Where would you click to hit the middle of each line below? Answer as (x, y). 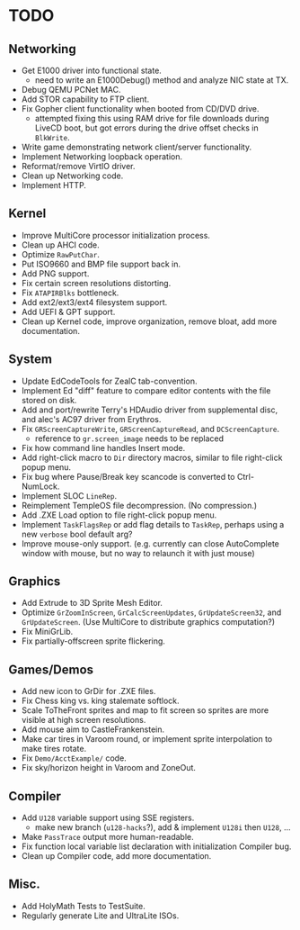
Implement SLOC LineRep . (69, 495)
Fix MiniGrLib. (47, 632)
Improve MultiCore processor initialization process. (115, 235)
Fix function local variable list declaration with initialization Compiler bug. (156, 846)
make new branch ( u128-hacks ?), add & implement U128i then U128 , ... (163, 827)
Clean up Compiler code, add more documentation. (116, 856)
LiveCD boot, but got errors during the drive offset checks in (146, 128)
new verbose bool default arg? (77, 534)
